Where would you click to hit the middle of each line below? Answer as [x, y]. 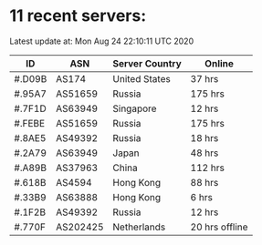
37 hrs [204, 78]
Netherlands [139, 227]
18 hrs [204, 138]
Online [220, 63]
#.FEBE [30, 123]
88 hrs [204, 182]
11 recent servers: [78, 16]
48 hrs [204, 153]
